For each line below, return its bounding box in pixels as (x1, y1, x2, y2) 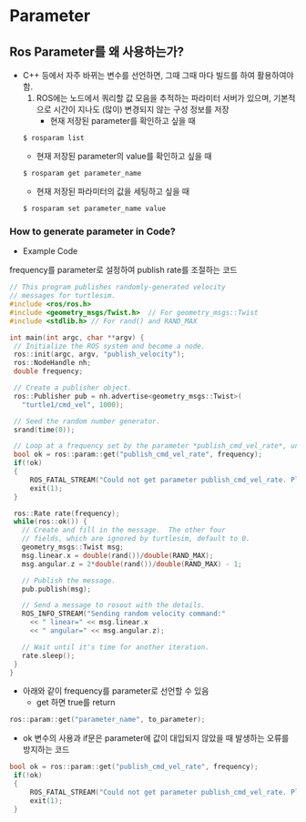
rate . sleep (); (21, 651, 76, 660)
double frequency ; (13, 367, 84, 376)
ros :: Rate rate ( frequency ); (13, 509, 120, 518)
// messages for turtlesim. (9, 291, 117, 300)
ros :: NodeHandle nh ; (13, 359, 92, 368)
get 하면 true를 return (36, 697, 116, 708)
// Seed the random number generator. (13, 416, 161, 426)
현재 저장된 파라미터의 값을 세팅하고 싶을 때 (36, 186, 189, 197)
